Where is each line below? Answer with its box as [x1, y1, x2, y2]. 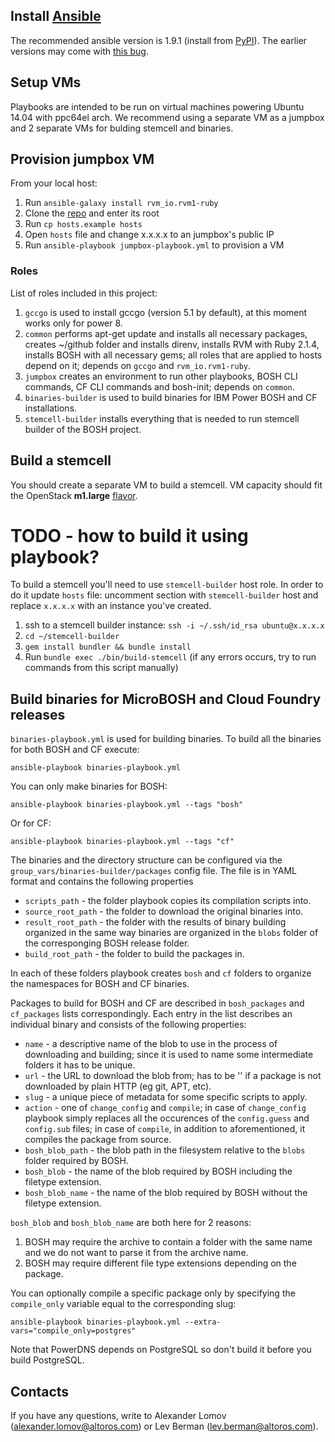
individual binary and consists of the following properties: [10, 1019, 247, 1031]
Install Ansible [10, 8, 102, 25]
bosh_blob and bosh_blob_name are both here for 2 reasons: [10, 1217, 252, 1229]
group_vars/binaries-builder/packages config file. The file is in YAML [10, 865, 297, 877]
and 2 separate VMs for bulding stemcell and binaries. [10, 122, 234, 134]
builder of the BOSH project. [24, 423, 142, 435]
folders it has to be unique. [24, 1059, 136, 1071]
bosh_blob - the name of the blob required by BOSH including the [24, 1165, 293, 1178]
